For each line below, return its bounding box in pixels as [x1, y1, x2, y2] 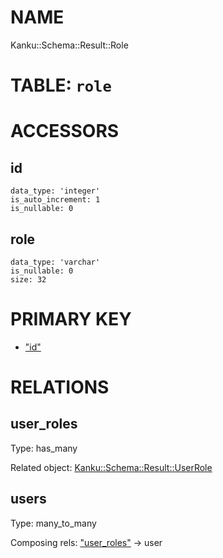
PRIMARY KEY [10, 308, 132, 331]
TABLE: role [10, 74, 112, 97]
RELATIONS [10, 376, 110, 399]
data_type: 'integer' [10, 186, 101, 196]
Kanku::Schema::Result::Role [10, 39, 129, 51]
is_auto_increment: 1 [10, 195, 101, 205]
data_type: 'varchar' [10, 257, 101, 267]
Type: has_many [10, 442, 78, 454]
